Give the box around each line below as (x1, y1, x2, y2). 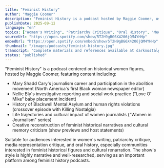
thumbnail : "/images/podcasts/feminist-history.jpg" (5, 43, 115, 48)
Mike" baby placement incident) (12, 96, 77, 102)
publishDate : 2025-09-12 (5, 21, 56, 26)
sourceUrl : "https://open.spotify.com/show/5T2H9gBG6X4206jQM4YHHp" (5, 35, 147, 40)
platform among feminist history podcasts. (5, 157, 90, 164)
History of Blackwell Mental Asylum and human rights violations (12, 101, 141, 107)
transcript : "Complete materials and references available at (5, 48, 134, 53)
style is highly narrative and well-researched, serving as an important (5, 152, 145, 158)
